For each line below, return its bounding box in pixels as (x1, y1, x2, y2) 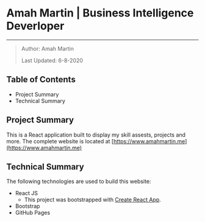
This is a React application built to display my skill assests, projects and (6, 131, 186, 138)
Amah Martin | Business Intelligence (6, 6, 194, 20)
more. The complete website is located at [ (6, 137, 114, 145)
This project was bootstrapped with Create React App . (24, 196, 162, 204)
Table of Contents (6, 74, 76, 85)
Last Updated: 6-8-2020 (21, 57, 84, 64)
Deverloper (6, 19, 65, 33)
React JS (15, 190, 38, 197)
